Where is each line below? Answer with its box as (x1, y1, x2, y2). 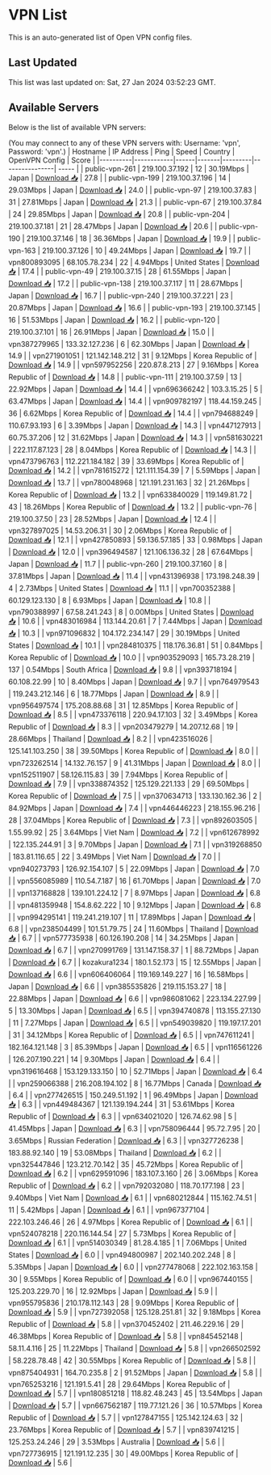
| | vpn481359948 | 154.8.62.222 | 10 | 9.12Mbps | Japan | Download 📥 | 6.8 (8, 900, 261, 910)
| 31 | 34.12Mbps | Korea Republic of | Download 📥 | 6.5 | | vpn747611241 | (8, 1029, 255, 1040)
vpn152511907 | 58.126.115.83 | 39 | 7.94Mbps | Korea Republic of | (8, 770, 228, 780)
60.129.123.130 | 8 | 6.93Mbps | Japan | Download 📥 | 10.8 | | (8, 595, 211, 605)
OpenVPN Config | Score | (8, 155, 95, 165)
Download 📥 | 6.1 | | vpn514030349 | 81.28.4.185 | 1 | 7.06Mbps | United (8, 1237, 248, 1247)
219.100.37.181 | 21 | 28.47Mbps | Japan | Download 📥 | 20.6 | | (8, 221, 218, 231)
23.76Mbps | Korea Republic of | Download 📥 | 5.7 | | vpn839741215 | (8, 1425, 240, 1435)
